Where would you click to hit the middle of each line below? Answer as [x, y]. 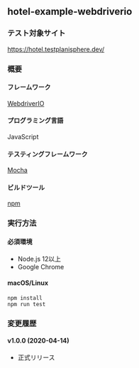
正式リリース [36, 357]
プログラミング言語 [35, 121]
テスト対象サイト [37, 33]
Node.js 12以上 [39, 259]
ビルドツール [26, 187]
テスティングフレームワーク [48, 154]
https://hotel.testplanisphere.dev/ [56, 49]
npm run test [27, 304]
